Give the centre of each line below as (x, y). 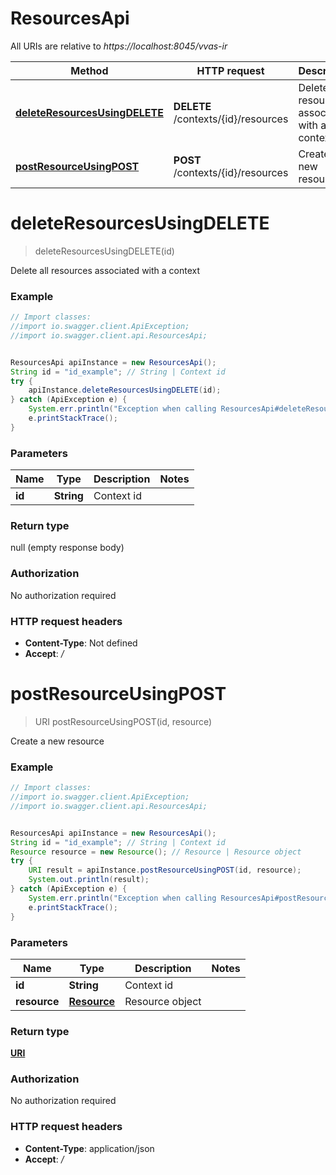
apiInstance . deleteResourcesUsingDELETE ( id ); (125, 390)
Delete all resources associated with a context (105, 270)
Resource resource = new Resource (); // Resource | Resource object (156, 852)
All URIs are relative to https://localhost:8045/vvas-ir (119, 46)
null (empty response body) (67, 548)
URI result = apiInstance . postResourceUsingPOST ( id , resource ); (165, 870)
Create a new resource (57, 741)
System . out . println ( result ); (89, 880)
